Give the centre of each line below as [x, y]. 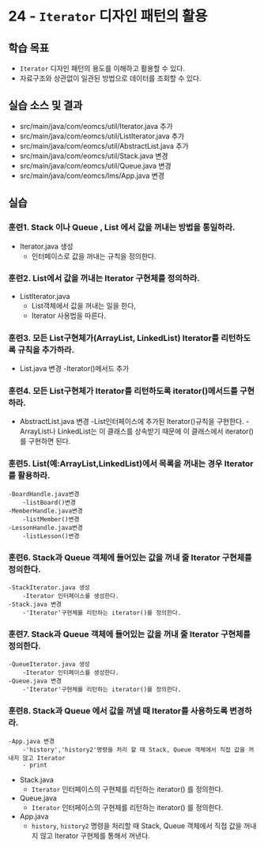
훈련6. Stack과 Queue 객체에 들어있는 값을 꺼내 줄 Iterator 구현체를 [130, 557]
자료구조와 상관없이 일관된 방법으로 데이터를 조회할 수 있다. [110, 78]
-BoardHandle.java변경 [44, 494]
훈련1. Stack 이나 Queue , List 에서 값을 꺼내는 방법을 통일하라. [122, 228]
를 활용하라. [29, 475]
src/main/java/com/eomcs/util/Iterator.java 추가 [96, 126]
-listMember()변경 [51, 519]
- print [35, 765]
